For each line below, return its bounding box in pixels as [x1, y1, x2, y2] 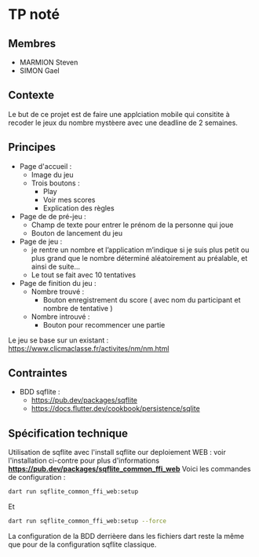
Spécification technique [8, 427, 128, 440]
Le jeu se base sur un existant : [8, 335, 109, 345]
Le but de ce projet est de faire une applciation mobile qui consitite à [8, 109, 230, 119]
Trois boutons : [31, 178, 80, 188]
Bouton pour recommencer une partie [42, 320, 166, 329]
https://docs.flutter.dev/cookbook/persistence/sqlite [31, 404, 200, 413]
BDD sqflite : [19, 387, 60, 397]
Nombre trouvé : [31, 287, 85, 296]
